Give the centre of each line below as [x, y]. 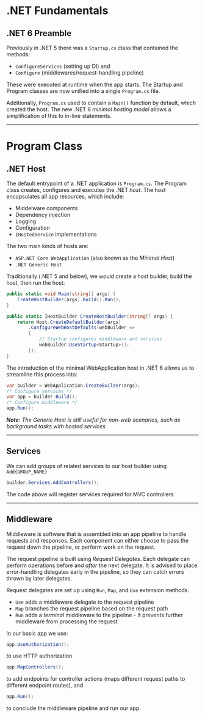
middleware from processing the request [66, 621]
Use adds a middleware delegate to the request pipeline [85, 602]
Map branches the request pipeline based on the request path [92, 608]
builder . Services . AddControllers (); [53, 482]
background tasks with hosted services [56, 426]
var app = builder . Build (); [42, 397]
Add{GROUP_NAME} [27, 472]
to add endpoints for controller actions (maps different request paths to [96, 679]
